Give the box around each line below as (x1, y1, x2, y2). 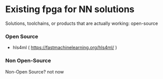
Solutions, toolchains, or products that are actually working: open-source (5, 20, 158, 26)
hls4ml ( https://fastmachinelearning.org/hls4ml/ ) (12, 45, 117, 51)
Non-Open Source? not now (5, 68, 64, 74)
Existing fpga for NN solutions (5, 4, 135, 15)
